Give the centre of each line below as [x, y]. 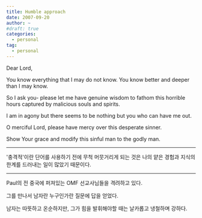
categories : [21, 34]
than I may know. [27, 86]
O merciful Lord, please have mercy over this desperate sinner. [84, 127]
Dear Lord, [20, 68]
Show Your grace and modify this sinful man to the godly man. [83, 139]
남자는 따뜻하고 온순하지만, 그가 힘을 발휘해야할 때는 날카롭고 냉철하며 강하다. [97, 208]
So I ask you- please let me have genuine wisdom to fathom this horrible [96, 97]
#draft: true [23, 29]
